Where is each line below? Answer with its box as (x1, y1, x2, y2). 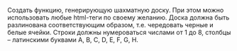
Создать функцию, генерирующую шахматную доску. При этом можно (7, 6, 224, 14)
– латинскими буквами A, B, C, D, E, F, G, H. (7, 36, 138, 44)
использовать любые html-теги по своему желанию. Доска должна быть (7, 13, 230, 22)
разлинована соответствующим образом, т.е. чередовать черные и (7, 21, 214, 29)
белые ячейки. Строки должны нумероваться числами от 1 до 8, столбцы (7, 28, 231, 36)
